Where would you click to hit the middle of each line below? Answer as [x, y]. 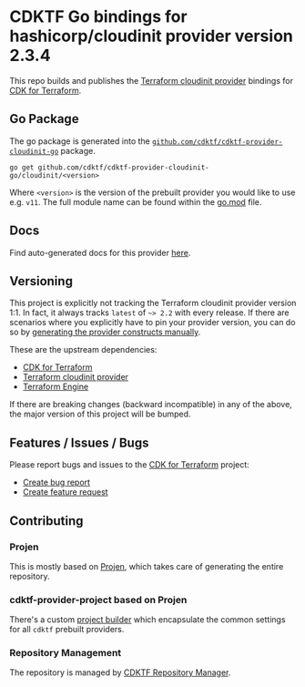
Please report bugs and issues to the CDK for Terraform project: [130, 465]
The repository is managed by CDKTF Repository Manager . [120, 672]
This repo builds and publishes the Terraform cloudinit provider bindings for [152, 80]
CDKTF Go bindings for [99, 17]
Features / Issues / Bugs [79, 442]
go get [22, 167]
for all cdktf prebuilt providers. [67, 630]
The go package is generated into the [80, 141]
